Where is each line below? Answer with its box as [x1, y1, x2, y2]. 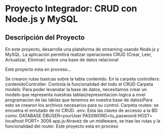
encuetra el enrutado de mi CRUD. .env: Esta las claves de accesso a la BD [5, 107, 158, 113]
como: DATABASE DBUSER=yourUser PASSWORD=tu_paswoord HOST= [5, 113, 153, 119]
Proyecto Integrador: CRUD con [5, 3, 137, 14]
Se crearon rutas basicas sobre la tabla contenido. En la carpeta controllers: [5, 76, 160, 82]
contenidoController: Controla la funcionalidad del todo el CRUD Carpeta [5, 81, 154, 87]
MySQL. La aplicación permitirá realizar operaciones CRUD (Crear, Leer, [5, 51, 152, 57]
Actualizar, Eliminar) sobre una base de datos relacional [5, 57, 119, 62]
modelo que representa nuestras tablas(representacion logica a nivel [5, 92, 146, 97]
